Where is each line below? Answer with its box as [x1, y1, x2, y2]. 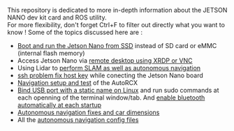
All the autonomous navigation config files [17, 116, 139, 124]
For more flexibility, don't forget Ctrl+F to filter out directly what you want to [7, 21, 226, 29]
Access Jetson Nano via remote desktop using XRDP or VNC [17, 56, 193, 65]
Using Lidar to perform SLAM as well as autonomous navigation [17, 64, 201, 72]
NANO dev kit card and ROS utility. [7, 13, 107, 22]
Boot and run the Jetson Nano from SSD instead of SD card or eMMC [17, 42, 217, 49]
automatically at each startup [17, 101, 102, 109]
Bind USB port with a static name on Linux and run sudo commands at [17, 86, 219, 94]
